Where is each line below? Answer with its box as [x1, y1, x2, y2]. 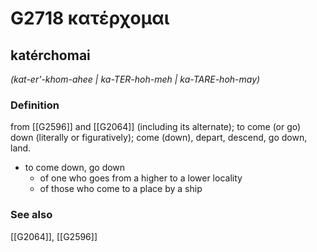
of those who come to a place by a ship [39, 183, 203, 195]
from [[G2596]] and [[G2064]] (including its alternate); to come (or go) [10, 121, 302, 133]
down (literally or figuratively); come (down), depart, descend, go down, [10, 132, 308, 144]
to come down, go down [24, 162, 126, 174]
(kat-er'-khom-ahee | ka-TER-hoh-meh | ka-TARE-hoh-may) [10, 73, 261, 85]
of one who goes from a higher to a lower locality [39, 172, 243, 184]
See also [10, 208, 53, 222]
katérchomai [10, 47, 91, 64]
